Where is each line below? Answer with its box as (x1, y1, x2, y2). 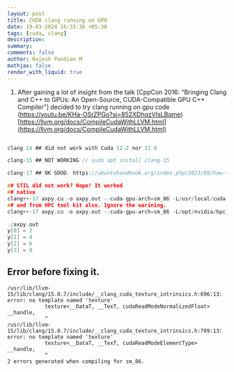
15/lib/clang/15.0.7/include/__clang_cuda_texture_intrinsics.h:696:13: (7, 290, 223, 297)
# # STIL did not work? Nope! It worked (7, 182, 123, 189)
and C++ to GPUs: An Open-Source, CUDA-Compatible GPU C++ (17, 95, 205, 103)
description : (7, 36, 45, 43)
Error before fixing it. (7, 266, 100, 278)
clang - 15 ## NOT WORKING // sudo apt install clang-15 (7, 157, 170, 164)
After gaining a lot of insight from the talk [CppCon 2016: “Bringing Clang (17, 88, 227, 96)
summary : (7, 43, 33, 50)
